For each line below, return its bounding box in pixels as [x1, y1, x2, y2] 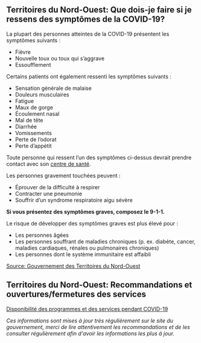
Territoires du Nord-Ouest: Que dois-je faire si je [6, 5, 192, 15]
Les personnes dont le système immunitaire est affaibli [14, 250, 151, 258]
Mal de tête [14, 116, 43, 124]
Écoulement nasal [14, 110, 60, 117]
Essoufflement [14, 61, 51, 68]
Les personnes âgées [14, 231, 69, 239]
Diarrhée [14, 123, 37, 130]
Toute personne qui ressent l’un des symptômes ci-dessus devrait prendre [6, 154, 192, 161]
